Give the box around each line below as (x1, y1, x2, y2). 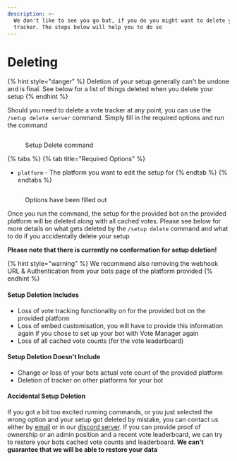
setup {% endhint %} (7, 93, 68, 101)
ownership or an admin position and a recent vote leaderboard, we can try (7, 430, 224, 438)
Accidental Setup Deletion (7, 392, 86, 400)
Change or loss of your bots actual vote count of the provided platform (17, 368, 224, 377)
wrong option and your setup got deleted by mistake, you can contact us (7, 415, 219, 424)
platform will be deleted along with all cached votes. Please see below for (7, 217, 221, 226)
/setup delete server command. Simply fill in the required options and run (7, 114, 224, 122)
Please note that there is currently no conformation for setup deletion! (7, 245, 217, 255)
